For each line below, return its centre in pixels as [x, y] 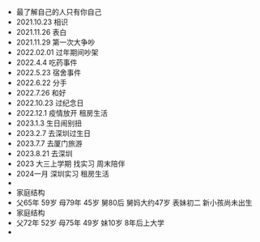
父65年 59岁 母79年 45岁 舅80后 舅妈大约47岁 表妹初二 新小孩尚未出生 [134, 202]
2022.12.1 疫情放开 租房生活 [62, 113]
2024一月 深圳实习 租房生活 [62, 174]
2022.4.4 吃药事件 [47, 62]
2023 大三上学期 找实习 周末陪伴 [70, 163]
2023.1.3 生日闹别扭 [49, 123]
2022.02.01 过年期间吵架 [57, 52]
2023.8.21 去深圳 [44, 153]
